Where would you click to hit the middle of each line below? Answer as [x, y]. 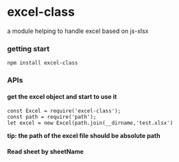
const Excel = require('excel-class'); [64, 111]
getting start [28, 49]
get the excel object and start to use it [62, 96]
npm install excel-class [43, 63]
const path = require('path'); [52, 117]
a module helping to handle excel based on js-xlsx [78, 31]
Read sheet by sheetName [46, 151]
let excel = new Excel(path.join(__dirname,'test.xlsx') [90, 123]
